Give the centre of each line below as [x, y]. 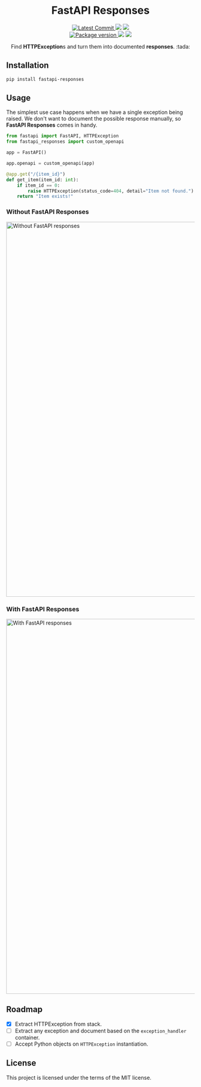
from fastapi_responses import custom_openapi [65, 142]
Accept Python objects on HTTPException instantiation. [81, 1044]
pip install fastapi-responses [45, 79]
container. [27, 1037]
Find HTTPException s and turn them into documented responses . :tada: [100, 46]
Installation [28, 66]
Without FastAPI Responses [48, 212]
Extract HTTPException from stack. [58, 1024]
